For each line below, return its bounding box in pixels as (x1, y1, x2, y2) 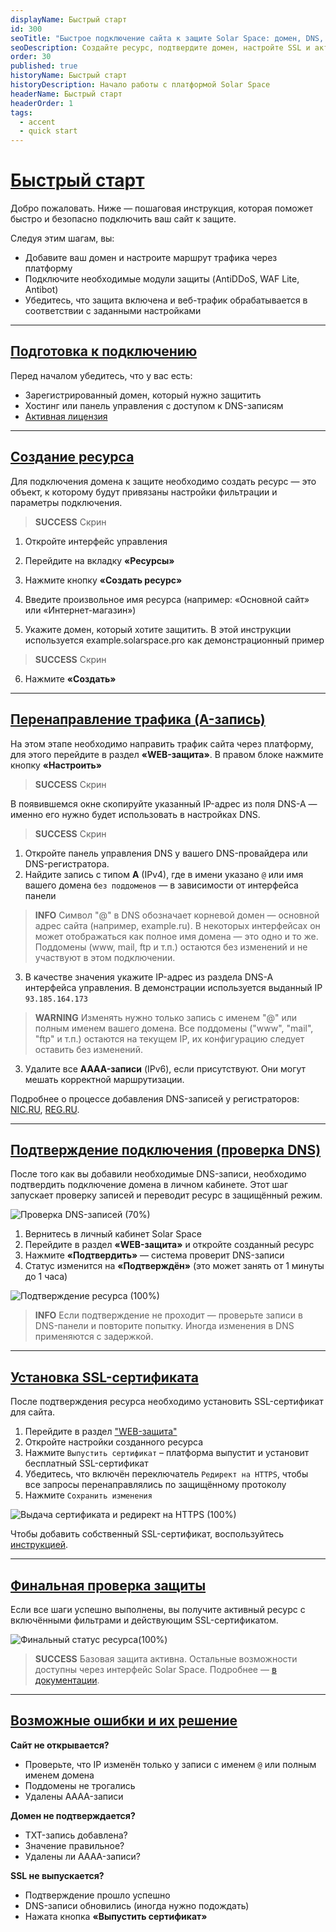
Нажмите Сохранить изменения (24, 1489, 153, 1501)
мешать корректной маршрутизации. (24, 1073, 185, 1085)
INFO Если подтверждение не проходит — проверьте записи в (34, 1309, 303, 1321)
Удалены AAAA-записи (24, 1790, 124, 1802)
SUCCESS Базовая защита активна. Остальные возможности (34, 1652, 298, 1665)
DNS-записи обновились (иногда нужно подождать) (24, 1899, 250, 1911)
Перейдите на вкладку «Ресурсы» (24, 554, 175, 566)
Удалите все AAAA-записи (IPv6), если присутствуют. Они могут (24, 1062, 307, 1075)
